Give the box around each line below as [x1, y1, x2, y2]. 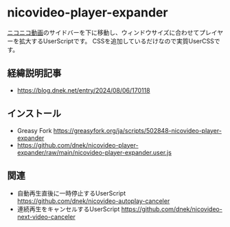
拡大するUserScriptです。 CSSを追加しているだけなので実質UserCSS [19, 36, 214, 45]
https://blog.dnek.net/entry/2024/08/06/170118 [16, 86, 150, 94]
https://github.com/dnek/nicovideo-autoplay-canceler [16, 197, 170, 205]
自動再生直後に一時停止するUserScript [16, 189, 126, 198]
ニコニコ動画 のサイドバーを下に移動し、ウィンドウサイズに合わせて [7, 28, 200, 36]
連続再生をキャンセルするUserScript [16, 205, 120, 213]
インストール [7, 108, 62, 119]
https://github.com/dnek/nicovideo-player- [16, 141, 139, 149]
